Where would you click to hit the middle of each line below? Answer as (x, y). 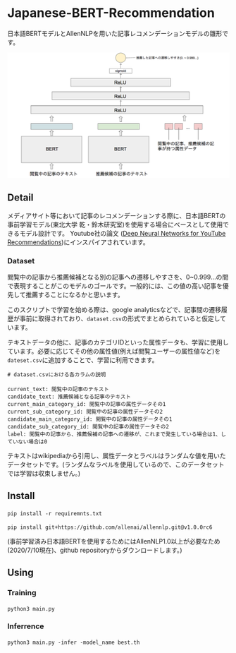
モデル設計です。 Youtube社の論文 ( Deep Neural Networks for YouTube (123, 233)
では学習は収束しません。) (44, 474)
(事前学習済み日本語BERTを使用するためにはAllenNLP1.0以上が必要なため (114, 541)
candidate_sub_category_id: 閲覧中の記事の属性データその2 (88, 427)
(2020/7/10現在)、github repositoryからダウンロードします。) (95, 550)
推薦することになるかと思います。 (75, 295)
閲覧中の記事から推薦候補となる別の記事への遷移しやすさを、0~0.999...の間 (118, 277)
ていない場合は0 (27, 442)
